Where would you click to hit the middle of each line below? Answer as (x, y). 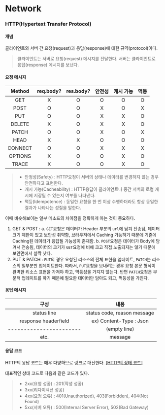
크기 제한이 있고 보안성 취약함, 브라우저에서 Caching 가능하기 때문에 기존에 (84, 235)
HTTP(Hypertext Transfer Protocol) (48, 24)
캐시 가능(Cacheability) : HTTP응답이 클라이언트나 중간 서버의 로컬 (89, 189)
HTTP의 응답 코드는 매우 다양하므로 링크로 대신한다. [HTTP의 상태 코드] (74, 362)
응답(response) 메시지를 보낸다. (48, 65)
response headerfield (44, 321)
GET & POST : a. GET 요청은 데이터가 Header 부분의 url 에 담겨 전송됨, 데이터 (86, 228)
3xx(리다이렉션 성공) (44, 389)
